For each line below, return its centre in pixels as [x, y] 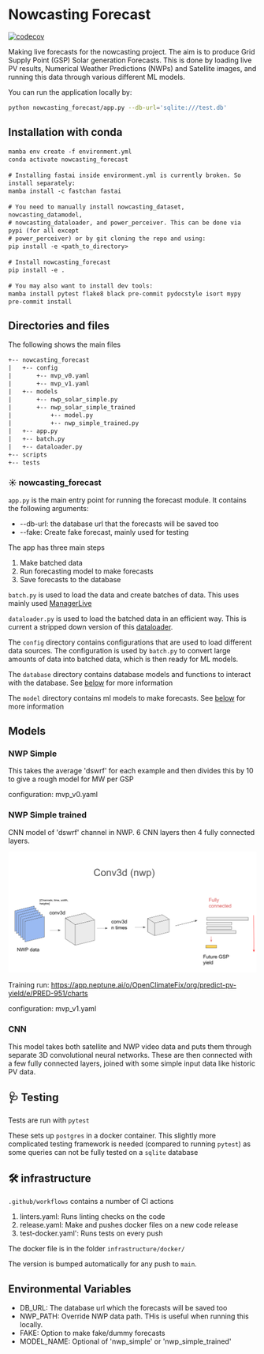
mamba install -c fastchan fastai [65, 191]
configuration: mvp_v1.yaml [52, 1009]
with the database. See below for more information [91, 683]
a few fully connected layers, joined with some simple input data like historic [132, 1063]
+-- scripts [28, 455]
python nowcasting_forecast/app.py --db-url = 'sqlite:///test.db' [117, 107]
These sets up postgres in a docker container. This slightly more [112, 1136]
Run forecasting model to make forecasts [86, 571]
